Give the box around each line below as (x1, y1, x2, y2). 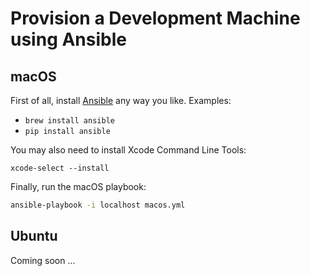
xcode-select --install (10, 163, 110, 173)
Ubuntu (10, 228, 58, 245)
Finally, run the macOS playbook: (10, 181, 147, 192)
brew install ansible (24, 116, 115, 126)
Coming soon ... (10, 254, 76, 266)
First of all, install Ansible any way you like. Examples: (10, 95, 232, 106)
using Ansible (10, 28, 127, 51)
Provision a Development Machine (10, 7, 301, 30)
